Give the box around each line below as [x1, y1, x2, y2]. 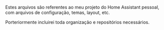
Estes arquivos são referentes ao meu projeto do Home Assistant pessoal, [5, 4, 159, 10]
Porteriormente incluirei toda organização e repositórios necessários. [5, 19, 150, 25]
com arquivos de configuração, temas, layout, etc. [5, 9, 110, 15]
